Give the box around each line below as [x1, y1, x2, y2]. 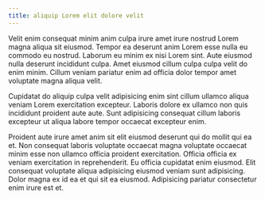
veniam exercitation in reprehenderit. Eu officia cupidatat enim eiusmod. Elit [8, 157, 256, 167]
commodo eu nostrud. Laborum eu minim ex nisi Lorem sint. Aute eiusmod [8, 50, 252, 60]
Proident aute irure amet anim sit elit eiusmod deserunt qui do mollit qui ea [8, 132, 252, 142]
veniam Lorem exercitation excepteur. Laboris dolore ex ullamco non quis [8, 99, 248, 109]
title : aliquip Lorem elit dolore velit [8, 11, 145, 20]
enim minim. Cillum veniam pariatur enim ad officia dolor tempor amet [8, 67, 237, 76]
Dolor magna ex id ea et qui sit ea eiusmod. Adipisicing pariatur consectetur [8, 174, 257, 184]
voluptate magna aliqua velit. [8, 76, 103, 85]
